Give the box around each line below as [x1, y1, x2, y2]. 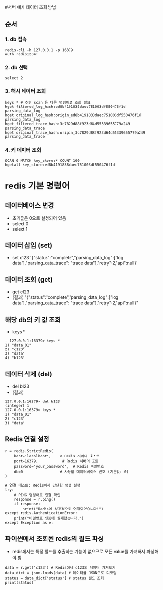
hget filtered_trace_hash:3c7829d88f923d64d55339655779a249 [5, 122, 131, 127]
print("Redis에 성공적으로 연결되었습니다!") [23, 506, 104, 511]
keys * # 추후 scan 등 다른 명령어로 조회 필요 [5, 100, 91, 105]
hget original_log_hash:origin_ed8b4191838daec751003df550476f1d [5, 113, 141, 118]
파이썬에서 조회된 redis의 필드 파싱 [5, 535, 104, 543]
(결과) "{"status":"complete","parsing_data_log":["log [12, 295, 119, 300]
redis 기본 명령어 [5, 180, 70, 191]
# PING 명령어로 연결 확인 [14, 492, 61, 497]
